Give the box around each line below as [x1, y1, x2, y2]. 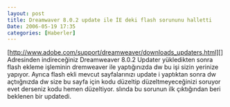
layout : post [7, 10, 45, 17]
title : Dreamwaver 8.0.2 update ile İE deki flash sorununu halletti [7, 17, 213, 23]
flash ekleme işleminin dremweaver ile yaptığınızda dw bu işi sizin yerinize [7, 63, 219, 71]
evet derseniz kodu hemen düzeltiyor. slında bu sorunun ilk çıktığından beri [7, 85, 221, 93]
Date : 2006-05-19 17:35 [7, 23, 76, 30]
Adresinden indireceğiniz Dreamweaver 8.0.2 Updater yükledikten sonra [7, 56, 213, 64]
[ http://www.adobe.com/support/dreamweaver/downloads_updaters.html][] [7, 48, 224, 57]
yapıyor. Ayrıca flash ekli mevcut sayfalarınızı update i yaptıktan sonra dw [7, 70, 217, 79]
